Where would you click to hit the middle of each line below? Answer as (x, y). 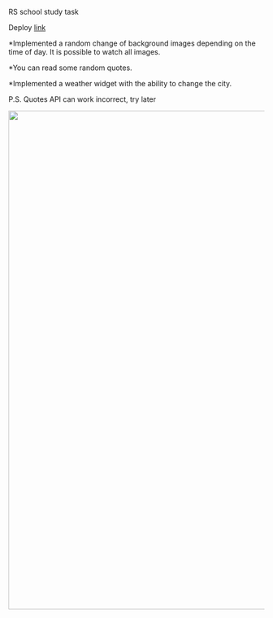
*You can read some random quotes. (70, 68)
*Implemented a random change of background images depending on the (132, 43)
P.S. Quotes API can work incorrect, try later (82, 99)
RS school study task (43, 12)
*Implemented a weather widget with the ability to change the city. (120, 83)
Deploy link (27, 27)
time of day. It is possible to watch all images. (84, 52)
